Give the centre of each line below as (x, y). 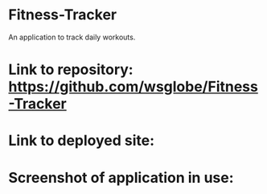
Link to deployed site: (82, 140)
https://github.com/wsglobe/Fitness (133, 87)
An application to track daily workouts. (72, 37)
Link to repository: (71, 70)
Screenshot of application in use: (121, 177)
